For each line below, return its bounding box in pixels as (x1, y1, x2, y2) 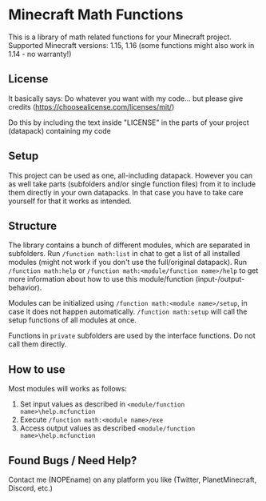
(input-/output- (195, 275, 245, 284)
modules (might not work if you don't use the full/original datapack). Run (8, 258, 248, 267)
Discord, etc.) (8, 483, 54, 493)
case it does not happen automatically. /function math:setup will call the (8, 307, 248, 317)
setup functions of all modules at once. (8, 315, 137, 325)
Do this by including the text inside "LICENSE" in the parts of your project (8, 118, 249, 127)
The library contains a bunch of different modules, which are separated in (8, 240, 251, 250)
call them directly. (8, 339, 67, 349)
